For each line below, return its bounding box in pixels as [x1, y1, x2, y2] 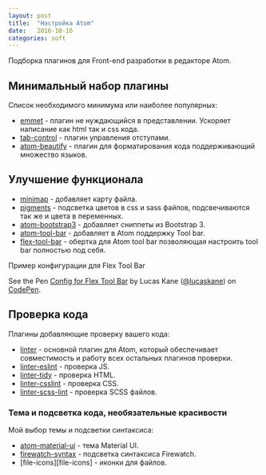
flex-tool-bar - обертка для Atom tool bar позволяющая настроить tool [19, 237, 258, 246]
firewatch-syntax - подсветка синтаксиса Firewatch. [19, 449, 197, 458]
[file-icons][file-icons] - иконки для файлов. [19, 457, 168, 467]
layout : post [8, 11, 52, 20]
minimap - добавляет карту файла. [19, 194, 137, 204]
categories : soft [8, 34, 66, 42]
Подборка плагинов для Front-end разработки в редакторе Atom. [8, 56, 232, 66]
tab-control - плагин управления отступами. [19, 133, 171, 142]
